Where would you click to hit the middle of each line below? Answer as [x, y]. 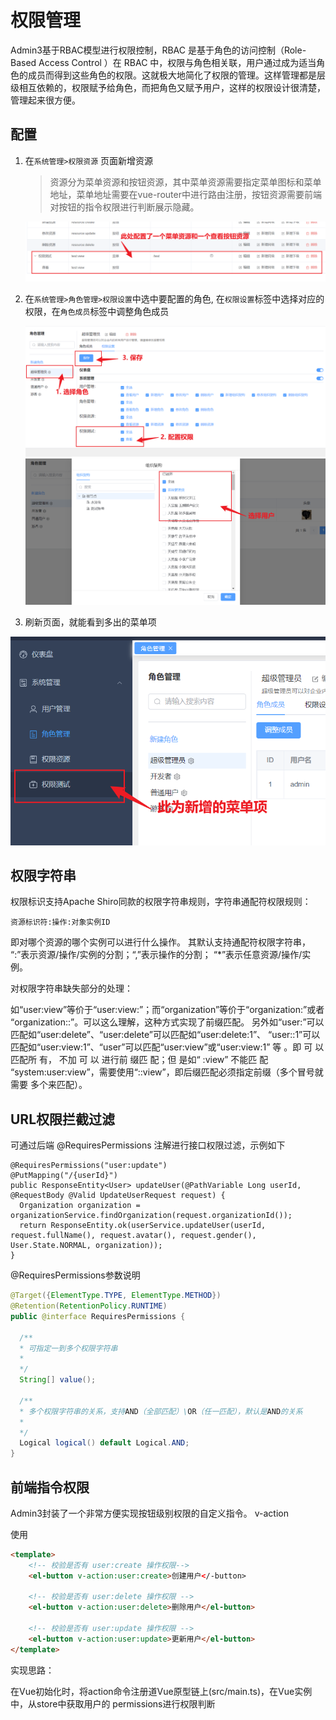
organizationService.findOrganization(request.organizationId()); [151, 1216]
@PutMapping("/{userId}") [64, 1176]
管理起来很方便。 [45, 100]
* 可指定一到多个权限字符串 [68, 1348]
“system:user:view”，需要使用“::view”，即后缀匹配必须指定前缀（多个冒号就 [167, 1072]
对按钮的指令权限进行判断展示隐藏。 [124, 207]
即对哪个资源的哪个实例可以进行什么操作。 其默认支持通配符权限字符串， [160, 942]
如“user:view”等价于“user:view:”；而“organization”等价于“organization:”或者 [167, 1010]
